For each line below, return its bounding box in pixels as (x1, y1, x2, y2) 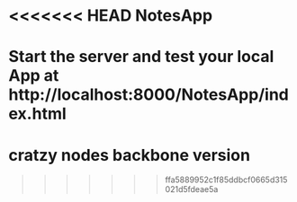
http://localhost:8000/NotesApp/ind (8, 84, 289, 105)
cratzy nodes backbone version (8, 145, 251, 165)
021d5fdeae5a (165, 184, 219, 195)
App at (8, 66, 59, 86)
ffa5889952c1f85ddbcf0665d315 (165, 174, 288, 185)
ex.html (8, 104, 67, 124)
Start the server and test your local (8, 47, 274, 67)
